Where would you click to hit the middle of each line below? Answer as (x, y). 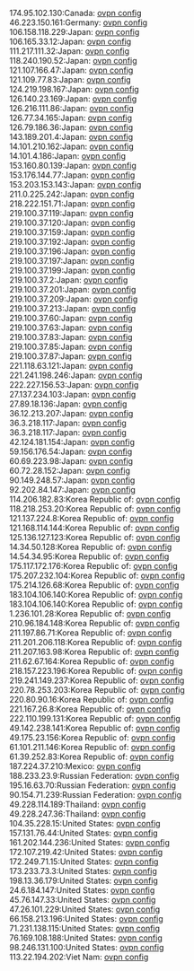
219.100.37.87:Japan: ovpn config (71, 356)
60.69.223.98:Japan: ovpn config (71, 461)
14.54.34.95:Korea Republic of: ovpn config (89, 556)
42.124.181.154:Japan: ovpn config (72, 442)
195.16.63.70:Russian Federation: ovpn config (93, 785)
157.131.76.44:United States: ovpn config (84, 833)
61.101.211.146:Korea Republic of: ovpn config (93, 747)
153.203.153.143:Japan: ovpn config (75, 184)
